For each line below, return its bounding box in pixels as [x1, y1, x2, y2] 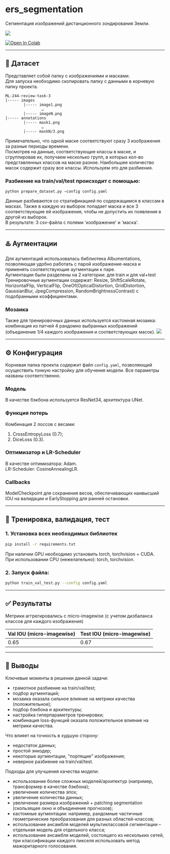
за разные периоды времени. [5, 143, 69, 149]
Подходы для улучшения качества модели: [5, 768, 99, 774]
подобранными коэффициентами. [5, 293, 78, 299]
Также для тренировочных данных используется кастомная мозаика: [5, 317, 156, 323]
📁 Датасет [5, 59, 39, 68]
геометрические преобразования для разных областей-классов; [12, 816, 154, 822]
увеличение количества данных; [12, 794, 83, 800]
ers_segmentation [5, 4, 83, 15]
